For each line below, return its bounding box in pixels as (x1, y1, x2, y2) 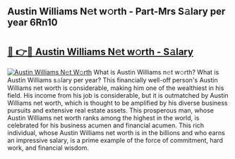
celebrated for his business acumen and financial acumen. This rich (7, 121, 205, 129)
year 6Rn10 (7, 17, 58, 29)
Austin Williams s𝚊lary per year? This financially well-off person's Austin (7, 76, 218, 84)
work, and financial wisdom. (7, 144, 90, 152)
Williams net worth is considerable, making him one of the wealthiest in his (7, 84, 224, 92)
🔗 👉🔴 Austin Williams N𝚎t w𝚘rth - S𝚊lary (7, 46, 194, 58)
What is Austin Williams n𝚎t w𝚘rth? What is (93, 68, 219, 76)
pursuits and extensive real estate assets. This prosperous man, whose (7, 106, 214, 115)
